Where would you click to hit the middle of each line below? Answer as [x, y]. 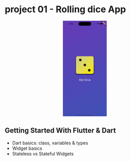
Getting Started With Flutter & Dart [60, 131]
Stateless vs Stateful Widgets [43, 153]
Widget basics [27, 148]
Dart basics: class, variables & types [50, 143]
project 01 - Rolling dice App [65, 9]
